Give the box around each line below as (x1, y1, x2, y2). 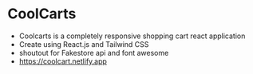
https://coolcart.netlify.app (18, 56, 107, 66)
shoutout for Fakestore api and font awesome (18, 48, 169, 57)
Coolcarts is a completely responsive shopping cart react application (18, 31, 246, 41)
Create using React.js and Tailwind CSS (18, 39, 149, 49)
